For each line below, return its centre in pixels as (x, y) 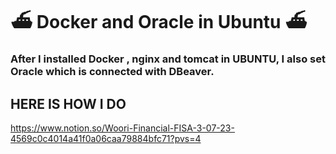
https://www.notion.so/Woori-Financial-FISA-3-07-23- (122, 128)
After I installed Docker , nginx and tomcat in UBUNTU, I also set (168, 59)
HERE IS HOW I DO (68, 103)
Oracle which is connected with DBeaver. (112, 72)
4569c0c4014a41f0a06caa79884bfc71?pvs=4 (106, 138)
